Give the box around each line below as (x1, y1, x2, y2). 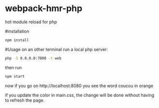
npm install (5, 37, 29, 43)
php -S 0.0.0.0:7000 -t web (5, 56, 62, 61)
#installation (5, 28, 29, 34)
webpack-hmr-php (5, 3, 83, 14)
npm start (5, 74, 25, 79)
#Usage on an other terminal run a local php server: (5, 46, 108, 52)
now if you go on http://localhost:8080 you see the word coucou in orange (5, 83, 154, 89)
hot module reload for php (5, 19, 57, 25)
